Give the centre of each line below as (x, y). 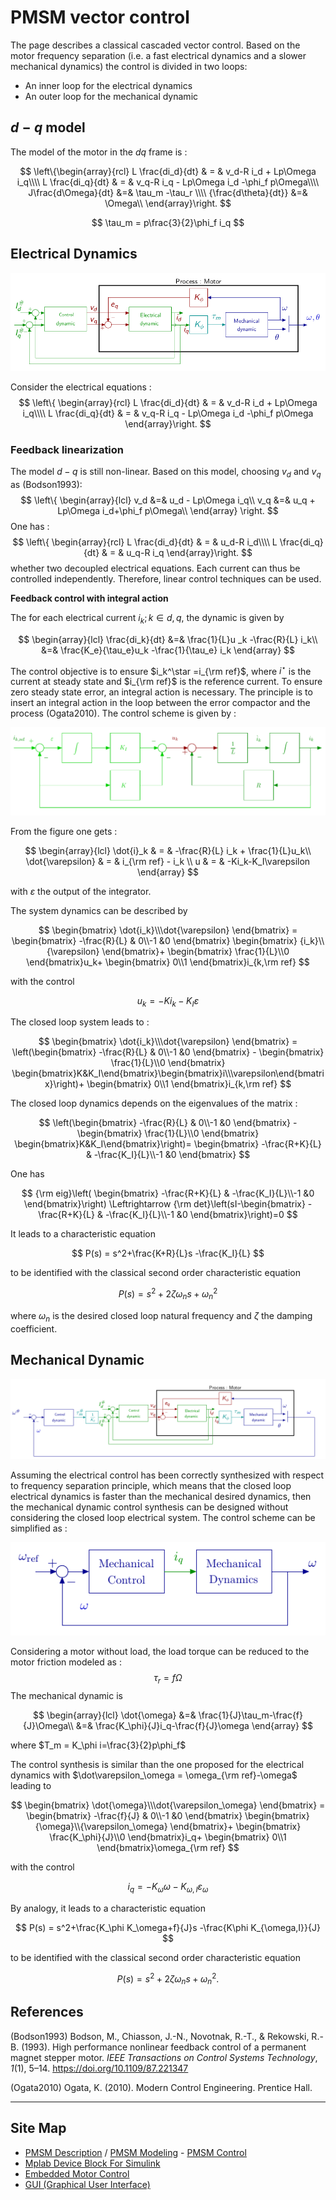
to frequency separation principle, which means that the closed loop (151, 1486)
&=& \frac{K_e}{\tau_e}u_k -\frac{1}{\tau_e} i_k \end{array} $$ (168, 650)
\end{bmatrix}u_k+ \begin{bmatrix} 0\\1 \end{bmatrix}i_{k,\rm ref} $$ (168, 962)
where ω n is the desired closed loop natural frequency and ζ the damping (161, 1316)
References (47, 2012)
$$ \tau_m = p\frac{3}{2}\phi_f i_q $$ (168, 222)
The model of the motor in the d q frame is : (99, 152)
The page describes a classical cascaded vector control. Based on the (155, 45)
